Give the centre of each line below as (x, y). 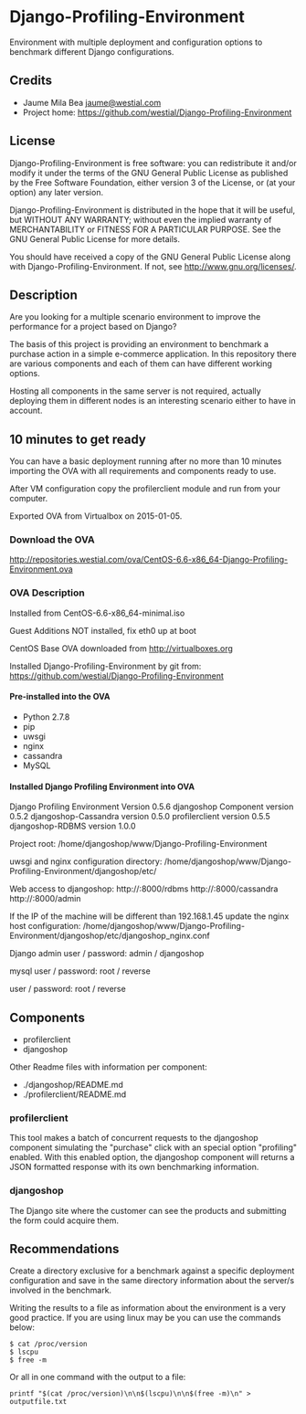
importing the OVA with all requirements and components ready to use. (143, 471)
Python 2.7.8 (46, 717)
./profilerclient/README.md (74, 1094)
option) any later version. (56, 192)
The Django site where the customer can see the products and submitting (148, 1210)
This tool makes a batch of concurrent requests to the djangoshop (134, 1138)
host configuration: (45, 926)
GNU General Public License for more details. (95, 238)
